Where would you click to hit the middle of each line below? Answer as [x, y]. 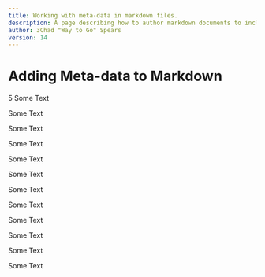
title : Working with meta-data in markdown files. [93, 15]
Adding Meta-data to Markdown [115, 76]
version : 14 [28, 37]
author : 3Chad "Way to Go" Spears [65, 30]
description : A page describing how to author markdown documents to [125, 23]
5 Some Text [29, 98]
